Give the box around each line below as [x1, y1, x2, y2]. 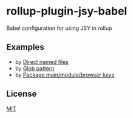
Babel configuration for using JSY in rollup [6, 24, 112, 32]
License [6, 89, 37, 99]
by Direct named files [15, 58, 69, 65]
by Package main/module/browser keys [15, 71, 115, 78]
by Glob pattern [15, 64, 55, 72]
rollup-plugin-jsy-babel [6, 4, 128, 18]
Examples [6, 42, 44, 52]
